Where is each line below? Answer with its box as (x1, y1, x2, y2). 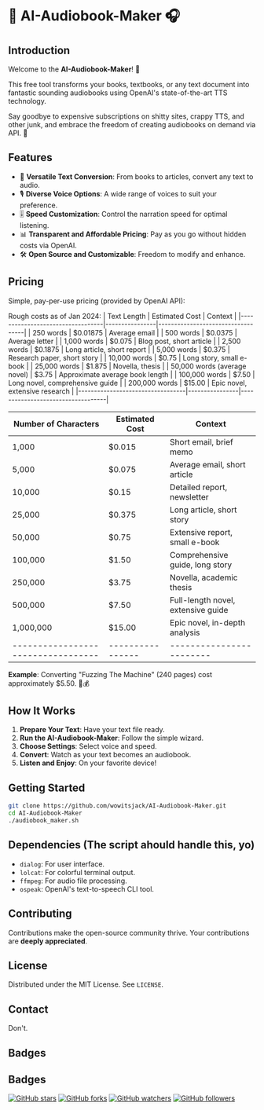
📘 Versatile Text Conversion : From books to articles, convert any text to (19, 171, 254, 181)
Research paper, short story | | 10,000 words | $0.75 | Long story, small (8, 353, 238, 362)
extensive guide (170, 604, 229, 615)
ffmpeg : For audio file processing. (19, 876, 127, 885)
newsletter (170, 491, 209, 502)
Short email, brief (170, 436, 233, 447)
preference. (19, 200, 58, 210)
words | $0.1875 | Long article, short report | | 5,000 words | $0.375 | (8, 344, 230, 354)
